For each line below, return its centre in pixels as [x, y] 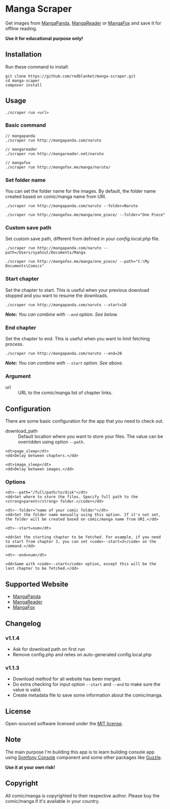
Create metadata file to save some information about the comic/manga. [88, 695]
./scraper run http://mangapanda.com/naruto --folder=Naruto [72, 206]
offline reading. [21, 28]
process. [15, 344]
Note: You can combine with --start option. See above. [64, 363]
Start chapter [22, 279]
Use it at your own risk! [30, 767]
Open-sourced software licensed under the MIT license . [64, 724]
